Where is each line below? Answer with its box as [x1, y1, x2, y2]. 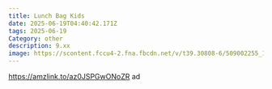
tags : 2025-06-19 [8, 27, 67, 35]
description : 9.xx [8, 42, 70, 50]
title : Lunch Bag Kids [8, 11, 85, 20]
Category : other [8, 34, 63, 43]
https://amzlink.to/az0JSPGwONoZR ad [8, 72, 141, 81]
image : [8, 49, 31, 57]
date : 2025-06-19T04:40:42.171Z [8, 19, 117, 28]
